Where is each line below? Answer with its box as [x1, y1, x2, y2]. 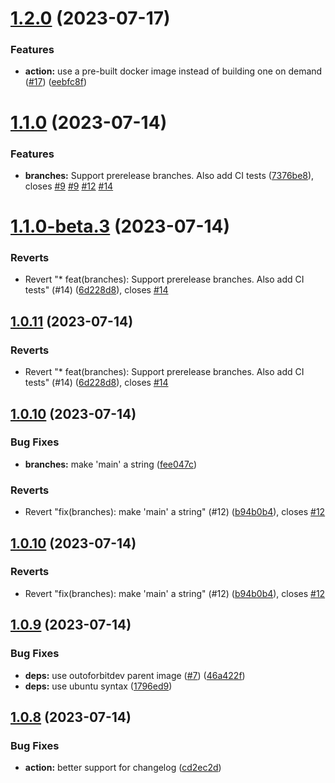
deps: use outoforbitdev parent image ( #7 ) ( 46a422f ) [24, 669, 246, 681]
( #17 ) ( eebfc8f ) [24, 76, 88, 88]
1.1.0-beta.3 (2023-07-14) [10, 215, 231, 238]
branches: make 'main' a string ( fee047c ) [24, 458, 198, 470]
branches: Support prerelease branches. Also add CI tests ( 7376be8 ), [24, 169, 315, 181]
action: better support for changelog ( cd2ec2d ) [24, 762, 222, 774]
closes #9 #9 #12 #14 [24, 180, 114, 192]
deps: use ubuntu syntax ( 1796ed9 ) [24, 680, 173, 692]
